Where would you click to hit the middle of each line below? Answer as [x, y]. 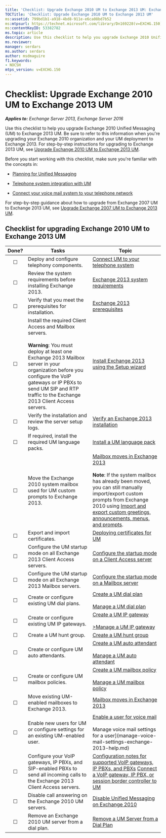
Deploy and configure [53, 259]
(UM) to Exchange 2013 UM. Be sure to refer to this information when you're [83, 133]
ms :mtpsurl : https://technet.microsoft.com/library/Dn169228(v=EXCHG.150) [84, 24]
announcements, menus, [121, 518]
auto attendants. [47, 655]
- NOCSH [13, 65]
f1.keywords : [19, 61]
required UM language [54, 442]
